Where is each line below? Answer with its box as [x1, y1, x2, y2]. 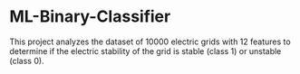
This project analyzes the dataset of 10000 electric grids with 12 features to [9, 36, 292, 47]
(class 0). [9, 55, 44, 66]
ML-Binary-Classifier [9, 6, 171, 27]
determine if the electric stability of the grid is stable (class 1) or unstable [9, 45, 282, 56]
